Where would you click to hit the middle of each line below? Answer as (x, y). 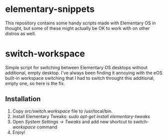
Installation (23, 99)
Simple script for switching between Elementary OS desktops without (77, 67)
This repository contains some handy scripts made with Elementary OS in (81, 23)
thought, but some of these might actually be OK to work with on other (78, 28)
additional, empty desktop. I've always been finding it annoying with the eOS (84, 73)
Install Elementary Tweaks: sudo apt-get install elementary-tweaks (81, 116)
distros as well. (21, 33)
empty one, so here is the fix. (35, 83)
